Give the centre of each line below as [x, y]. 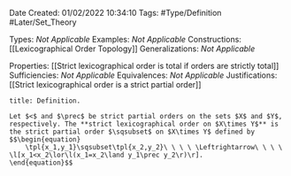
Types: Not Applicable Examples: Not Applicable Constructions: [125, 39]
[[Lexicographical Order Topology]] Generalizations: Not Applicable [132, 49]
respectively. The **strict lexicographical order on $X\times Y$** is [144, 124]
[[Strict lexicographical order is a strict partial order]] [105, 84]
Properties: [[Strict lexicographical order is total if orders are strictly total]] [144, 66]
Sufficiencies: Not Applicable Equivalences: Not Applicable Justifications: [143, 75]
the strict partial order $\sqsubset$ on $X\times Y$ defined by [132, 132]
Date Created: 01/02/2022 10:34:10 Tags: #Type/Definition [115, 13]
